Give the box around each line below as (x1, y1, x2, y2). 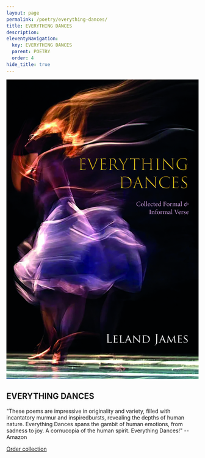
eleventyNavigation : (6, 35, 59, 42)
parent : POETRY (12, 49, 51, 55)
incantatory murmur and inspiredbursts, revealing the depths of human (6, 413, 185, 421)
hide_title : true (6, 61, 51, 67)
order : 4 (12, 55, 34, 61)
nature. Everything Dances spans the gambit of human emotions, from (6, 420, 183, 427)
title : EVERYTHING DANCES (6, 23, 72, 29)
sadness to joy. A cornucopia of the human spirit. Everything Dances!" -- (6, 427, 189, 434)
